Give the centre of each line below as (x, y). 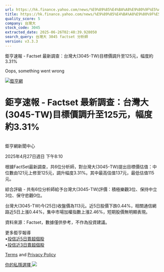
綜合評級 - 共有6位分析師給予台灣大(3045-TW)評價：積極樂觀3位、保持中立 (81, 189)
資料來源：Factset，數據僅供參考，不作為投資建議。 (57, 222)
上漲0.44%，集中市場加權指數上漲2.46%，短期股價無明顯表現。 (85, 212)
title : (12, 14)
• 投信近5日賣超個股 (25, 239)
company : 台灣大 (20, 23)
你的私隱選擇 (18, 265)
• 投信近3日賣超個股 (25, 245)
